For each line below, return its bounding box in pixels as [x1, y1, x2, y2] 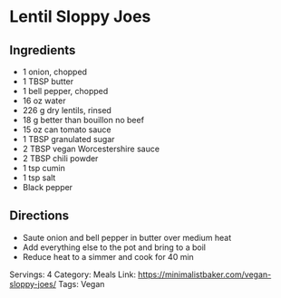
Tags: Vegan [58, 278, 105, 289]
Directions [9, 208, 70, 224]
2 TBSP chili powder [22, 153, 99, 164]
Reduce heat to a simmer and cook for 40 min [22, 251, 195, 262]
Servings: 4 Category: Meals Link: [9, 269, 136, 280]
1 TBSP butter [22, 76, 74, 87]
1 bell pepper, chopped [22, 86, 109, 96]
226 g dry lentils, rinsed [22, 105, 111, 115]
